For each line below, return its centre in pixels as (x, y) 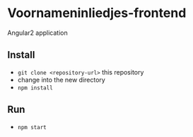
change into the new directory (62, 80)
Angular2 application (38, 33)
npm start (32, 127)
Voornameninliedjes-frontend (97, 13)
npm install (35, 88)
